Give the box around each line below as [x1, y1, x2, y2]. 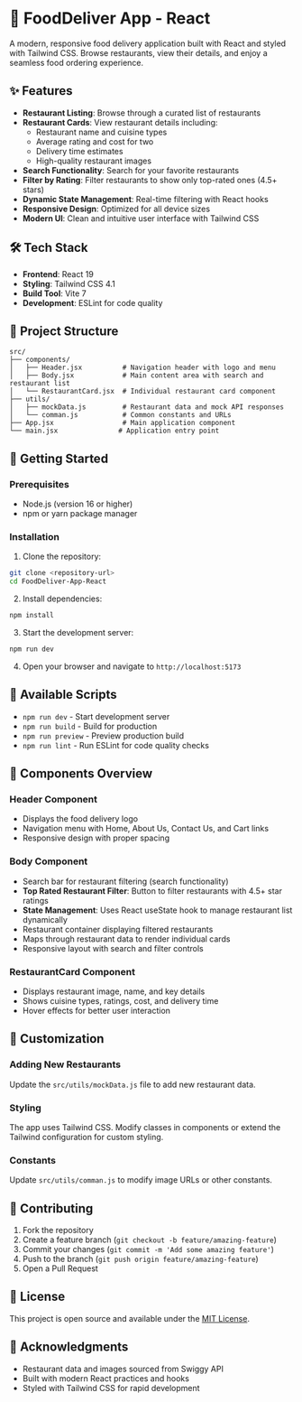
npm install [9, 611, 54, 620]
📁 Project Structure [9, 323, 119, 339]
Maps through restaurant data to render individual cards [22, 933, 231, 944]
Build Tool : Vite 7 [22, 288, 87, 299]
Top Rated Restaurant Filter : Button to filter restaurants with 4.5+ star [22, 885, 282, 896]
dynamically [22, 914, 68, 924]
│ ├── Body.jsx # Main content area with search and [9, 371, 264, 380]
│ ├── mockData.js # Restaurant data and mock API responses [9, 403, 284, 412]
